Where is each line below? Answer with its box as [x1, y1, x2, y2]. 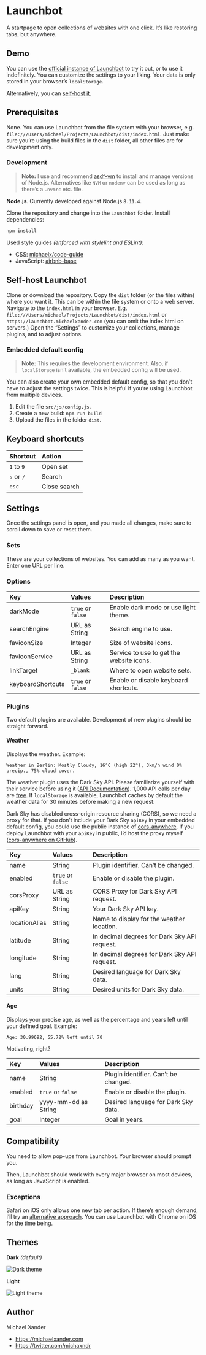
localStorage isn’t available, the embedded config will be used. [21, 366, 181, 373]
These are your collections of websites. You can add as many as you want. [6, 555, 195, 562]
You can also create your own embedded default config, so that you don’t [6, 378, 193, 385]
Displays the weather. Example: [6, 750, 86, 758]
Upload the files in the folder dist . [15, 415, 102, 423]
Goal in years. [104, 1115, 144, 1124]
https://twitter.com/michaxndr [15, 1341, 91, 1349]
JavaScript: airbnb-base [15, 257, 77, 264]
